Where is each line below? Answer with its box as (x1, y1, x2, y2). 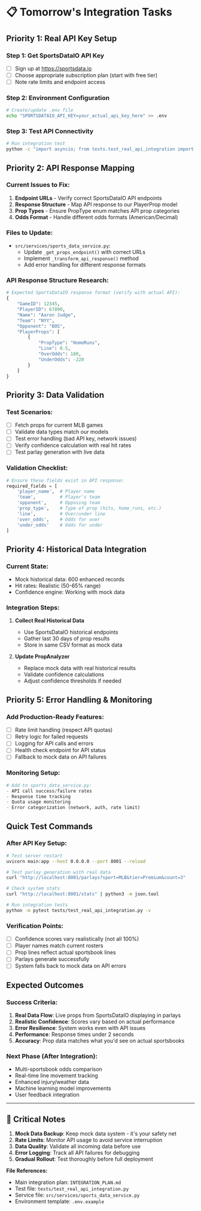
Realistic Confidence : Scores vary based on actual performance (14, 1018, 175, 1025)
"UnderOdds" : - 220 (38, 357, 84, 363)
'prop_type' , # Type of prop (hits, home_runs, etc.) (17, 505, 162, 512)
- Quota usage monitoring (6, 799, 71, 805)
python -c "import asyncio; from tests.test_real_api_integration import (6, 146, 194, 152)
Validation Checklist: (6, 464, 68, 472)
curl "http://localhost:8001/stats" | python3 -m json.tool (6, 891, 160, 897)
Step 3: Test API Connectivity (6, 127, 94, 135)
